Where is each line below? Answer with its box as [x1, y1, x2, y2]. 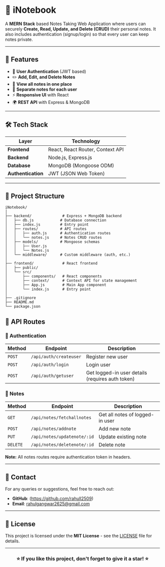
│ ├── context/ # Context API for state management [5, 278, 137, 283]
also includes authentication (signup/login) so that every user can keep [5, 31, 149, 37]
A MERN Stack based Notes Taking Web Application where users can [5, 21, 146, 27]
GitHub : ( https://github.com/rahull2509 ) [12, 496, 94, 501]
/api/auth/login [31, 362, 69, 367]
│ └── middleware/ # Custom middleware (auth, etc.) [5, 252, 131, 258]
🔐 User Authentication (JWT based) [12, 68, 86, 74]
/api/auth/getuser [31, 373, 74, 379]
